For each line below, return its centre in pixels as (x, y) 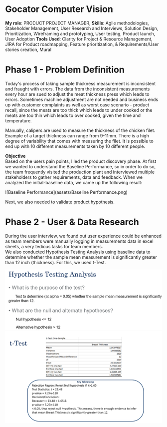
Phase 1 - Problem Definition (65, 70)
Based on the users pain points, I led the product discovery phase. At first (81, 161)
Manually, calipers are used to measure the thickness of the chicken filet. (80, 130)
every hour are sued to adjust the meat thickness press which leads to (77, 94)
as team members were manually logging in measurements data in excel (79, 241)
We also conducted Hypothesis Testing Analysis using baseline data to (78, 252)
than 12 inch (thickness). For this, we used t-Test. (56, 262)
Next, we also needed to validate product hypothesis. (60, 202)
